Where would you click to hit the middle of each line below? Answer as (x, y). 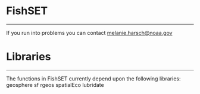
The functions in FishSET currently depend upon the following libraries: (93, 79)
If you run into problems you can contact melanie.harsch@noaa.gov (89, 33)
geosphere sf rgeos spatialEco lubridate (55, 85)
